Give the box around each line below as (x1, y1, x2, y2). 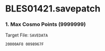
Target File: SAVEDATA (5, 32, 48, 38)
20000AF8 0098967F (5, 42, 44, 47)
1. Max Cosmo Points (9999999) (5, 21, 86, 28)
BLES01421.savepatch (5, 3, 101, 14)
